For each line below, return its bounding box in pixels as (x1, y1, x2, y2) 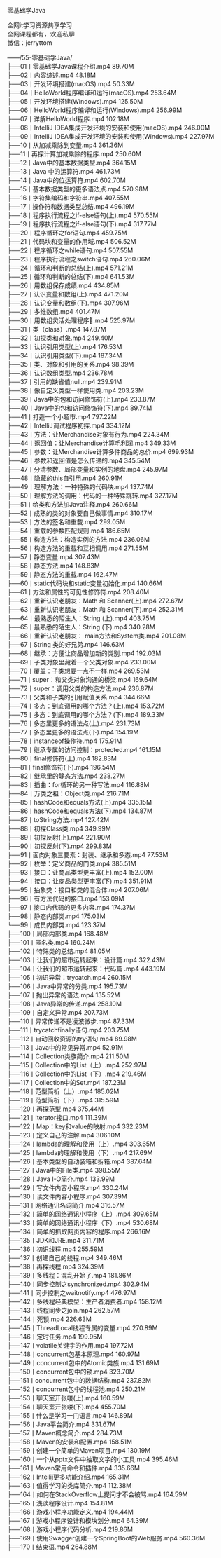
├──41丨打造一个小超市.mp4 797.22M (7, 413, 117, 421)
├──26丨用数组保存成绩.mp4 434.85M (7, 281, 120, 289)
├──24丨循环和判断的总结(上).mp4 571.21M (7, 264, 134, 272)
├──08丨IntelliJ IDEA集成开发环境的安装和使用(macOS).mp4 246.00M (7, 123, 211, 132)
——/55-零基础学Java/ (7, 53, 73, 62)
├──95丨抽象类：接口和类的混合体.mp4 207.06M (7, 886, 149, 894)
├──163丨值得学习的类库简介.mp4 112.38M (7, 1482, 132, 1489)
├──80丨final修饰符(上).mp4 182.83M (7, 754, 117, 763)
